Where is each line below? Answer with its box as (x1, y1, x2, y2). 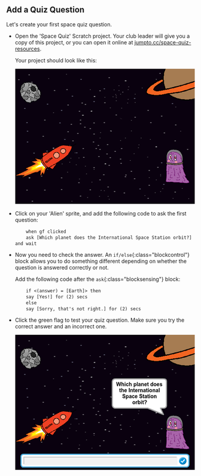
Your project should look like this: (14, 56, 98, 64)
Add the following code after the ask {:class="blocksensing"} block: (14, 276, 181, 283)
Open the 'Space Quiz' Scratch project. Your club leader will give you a (14, 32, 190, 40)
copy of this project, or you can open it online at (14, 38, 133, 46)
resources (14, 45, 40, 52)
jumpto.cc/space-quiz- (134, 38, 191, 46)
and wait (14, 240, 37, 247)
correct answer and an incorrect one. (14, 322, 107, 330)
